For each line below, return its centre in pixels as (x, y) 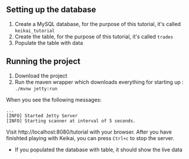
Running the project (43, 61)
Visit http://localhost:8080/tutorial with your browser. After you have (89, 132)
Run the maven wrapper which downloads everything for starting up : (99, 82)
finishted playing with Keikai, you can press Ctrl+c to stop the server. (90, 138)
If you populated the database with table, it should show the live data (99, 150)
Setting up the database (51, 10)
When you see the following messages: (54, 99)
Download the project (41, 76)
